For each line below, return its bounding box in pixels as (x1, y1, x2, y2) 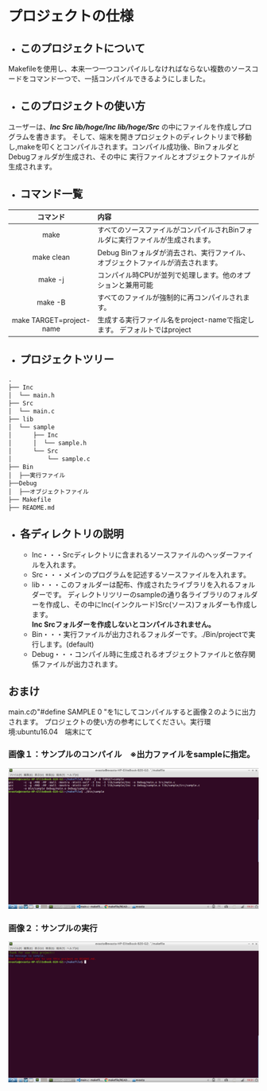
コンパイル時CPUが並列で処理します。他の (97, 270, 237, 279)
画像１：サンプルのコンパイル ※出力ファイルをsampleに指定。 (8, 749, 256, 760)
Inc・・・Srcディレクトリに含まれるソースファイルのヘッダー (31, 549, 233, 559)
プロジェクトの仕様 (8, 7, 134, 25)
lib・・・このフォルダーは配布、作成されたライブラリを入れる (31, 580, 234, 589)
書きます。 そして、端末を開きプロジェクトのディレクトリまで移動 (35, 132, 253, 142)
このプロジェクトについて (19, 41, 145, 55)
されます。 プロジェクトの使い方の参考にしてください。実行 (8, 717, 204, 727)
